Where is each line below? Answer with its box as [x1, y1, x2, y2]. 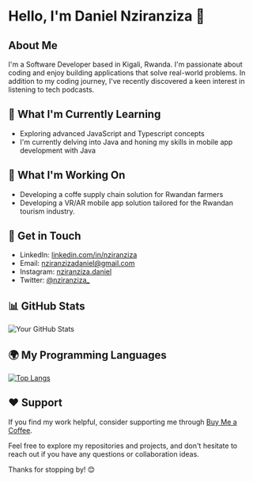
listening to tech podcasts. [8, 85, 95, 94]
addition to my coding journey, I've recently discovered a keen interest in [8, 77, 245, 85]
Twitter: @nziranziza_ [19, 275, 90, 285]
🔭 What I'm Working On [8, 169, 126, 182]
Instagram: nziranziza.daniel [19, 267, 112, 276]
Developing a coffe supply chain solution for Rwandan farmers [19, 189, 224, 199]
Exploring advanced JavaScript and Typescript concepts [19, 128, 205, 138]
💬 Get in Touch [8, 230, 81, 243]
